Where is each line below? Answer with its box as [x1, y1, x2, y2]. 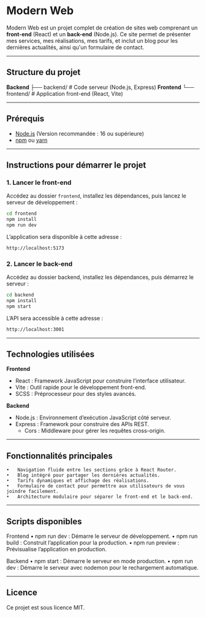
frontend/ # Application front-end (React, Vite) [6, 90, 124, 97]
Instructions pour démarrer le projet [6, 160, 147, 170]
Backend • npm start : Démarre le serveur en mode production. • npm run [6, 557, 193, 565]
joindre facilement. [6, 489, 59, 495]
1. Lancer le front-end [6, 178, 72, 187]
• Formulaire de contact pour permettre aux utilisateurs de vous [6, 483, 185, 489]
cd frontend [6, 211, 37, 217]
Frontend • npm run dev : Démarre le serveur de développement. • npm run [6, 532, 198, 540]
